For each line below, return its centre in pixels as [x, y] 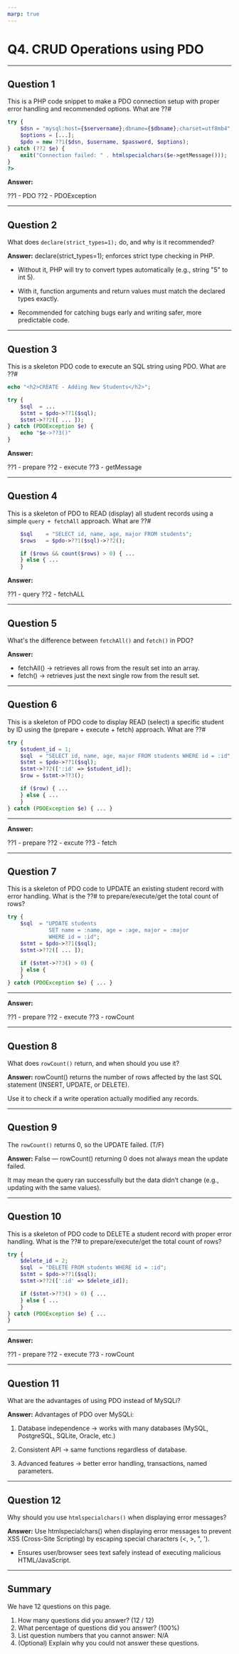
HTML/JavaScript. [44, 1560]
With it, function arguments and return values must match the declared [121, 291]
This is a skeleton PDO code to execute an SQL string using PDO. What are [117, 366]
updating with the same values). [54, 1187]
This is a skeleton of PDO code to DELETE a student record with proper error [120, 1233]
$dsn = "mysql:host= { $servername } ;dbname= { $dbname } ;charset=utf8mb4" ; [127, 129]
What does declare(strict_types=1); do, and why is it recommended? [111, 242]
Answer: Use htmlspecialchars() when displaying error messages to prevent [119, 1531]
